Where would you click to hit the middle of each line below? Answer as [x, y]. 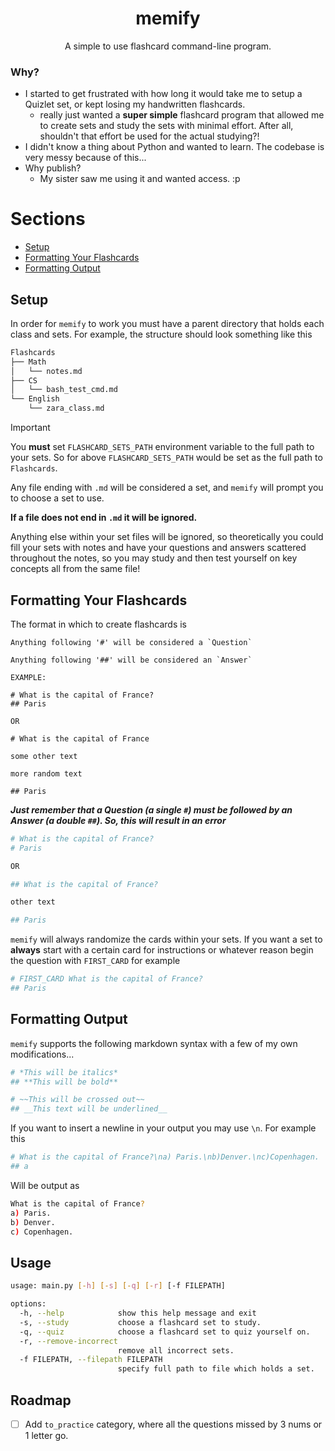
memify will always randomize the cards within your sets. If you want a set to [166, 939]
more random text [46, 773]
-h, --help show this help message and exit [138, 1313]
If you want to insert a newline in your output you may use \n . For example [163, 1128]
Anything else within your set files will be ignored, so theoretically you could [167, 537]
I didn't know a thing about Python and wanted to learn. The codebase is [174, 147]
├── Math [28, 362]
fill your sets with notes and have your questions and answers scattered [158, 548]
